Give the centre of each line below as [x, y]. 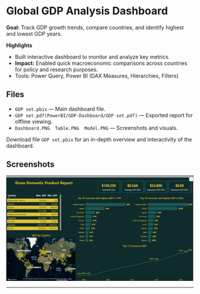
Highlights [19, 45]
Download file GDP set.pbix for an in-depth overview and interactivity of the [99, 139]
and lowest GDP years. [34, 33]
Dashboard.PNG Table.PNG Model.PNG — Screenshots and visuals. [96, 128]
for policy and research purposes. [56, 69]
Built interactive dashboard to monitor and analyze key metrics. [92, 57]
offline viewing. [34, 121]
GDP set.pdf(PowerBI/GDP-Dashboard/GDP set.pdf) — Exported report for [104, 115]
